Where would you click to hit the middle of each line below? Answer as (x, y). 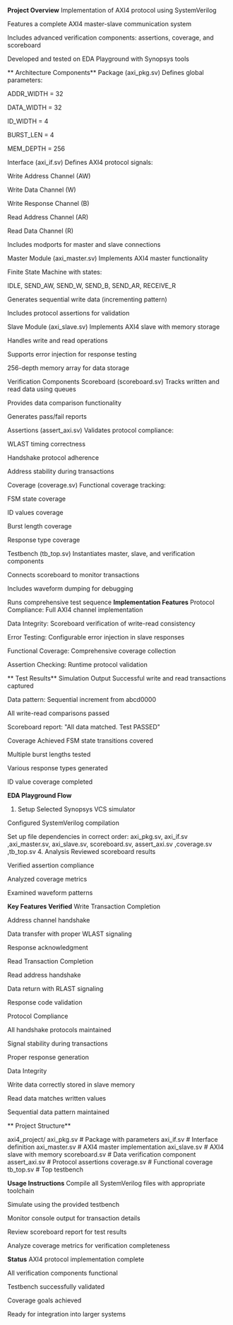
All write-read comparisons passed (58, 713)
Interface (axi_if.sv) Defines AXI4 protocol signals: (80, 162)
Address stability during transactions (61, 471)
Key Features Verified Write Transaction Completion (84, 906)
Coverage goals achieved (44, 1300)
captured (20, 686)
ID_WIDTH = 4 (28, 121)
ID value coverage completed (50, 782)
